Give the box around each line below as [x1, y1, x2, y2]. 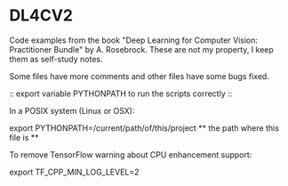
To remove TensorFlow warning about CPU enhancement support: [9, 149, 252, 160]
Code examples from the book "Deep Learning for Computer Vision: [9, 35, 259, 45]
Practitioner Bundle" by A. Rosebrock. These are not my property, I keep [9, 44, 274, 54]
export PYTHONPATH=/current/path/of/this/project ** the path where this [9, 122, 280, 133]
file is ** [9, 132, 39, 142]
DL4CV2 [9, 5, 74, 26]
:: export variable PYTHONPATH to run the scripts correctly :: [9, 88, 233, 99]
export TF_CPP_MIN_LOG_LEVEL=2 [9, 166, 140, 177]
